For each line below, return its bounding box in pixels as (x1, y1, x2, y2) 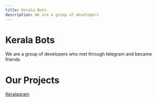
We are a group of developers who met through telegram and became (5, 51, 152, 57)
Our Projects (5, 74, 60, 86)
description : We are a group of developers (5, 12, 99, 17)
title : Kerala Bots (5, 7, 47, 13)
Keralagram (5, 91, 30, 97)
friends (5, 57, 20, 63)
